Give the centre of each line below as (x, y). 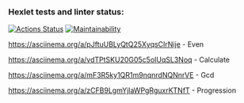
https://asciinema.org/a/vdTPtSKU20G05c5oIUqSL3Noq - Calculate (119, 60)
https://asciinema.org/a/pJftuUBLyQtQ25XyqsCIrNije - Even (106, 44)
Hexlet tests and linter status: (66, 12)
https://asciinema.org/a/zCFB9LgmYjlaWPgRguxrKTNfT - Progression (122, 90)
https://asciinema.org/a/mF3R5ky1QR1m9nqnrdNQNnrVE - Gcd (111, 75)
